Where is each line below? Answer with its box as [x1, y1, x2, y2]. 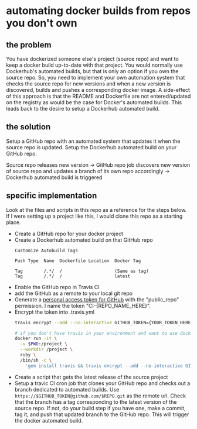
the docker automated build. [14, 417, 83, 424]
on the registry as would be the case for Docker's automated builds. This [6, 99, 182, 106]
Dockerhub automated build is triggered [6, 174, 103, 181]
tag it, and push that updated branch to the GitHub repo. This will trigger [14, 411, 189, 418]
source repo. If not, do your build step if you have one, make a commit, [14, 404, 186, 411]
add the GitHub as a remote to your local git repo [14, 290, 133, 297]
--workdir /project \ [20, 346, 73, 352]
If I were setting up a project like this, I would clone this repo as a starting [6, 212, 183, 219]
